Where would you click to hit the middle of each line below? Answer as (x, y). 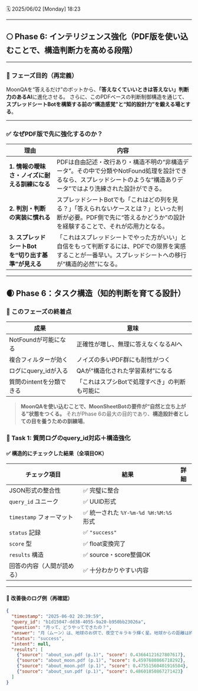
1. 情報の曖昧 (27, 167)
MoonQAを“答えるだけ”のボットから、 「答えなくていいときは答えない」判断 (98, 90)
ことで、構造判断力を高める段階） (75, 51)
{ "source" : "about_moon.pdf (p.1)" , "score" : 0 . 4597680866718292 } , (101, 661)
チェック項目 (43, 475)
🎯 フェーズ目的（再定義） (42, 75)
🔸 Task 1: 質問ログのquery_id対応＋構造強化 (68, 438)
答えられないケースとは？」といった (128, 209)
